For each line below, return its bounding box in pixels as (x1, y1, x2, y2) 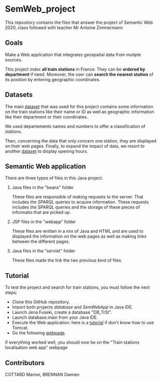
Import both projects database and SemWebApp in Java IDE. (12, 304, 133, 310)
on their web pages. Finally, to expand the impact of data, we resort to (5, 143, 145, 149)
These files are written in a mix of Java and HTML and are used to (12, 228, 144, 234)
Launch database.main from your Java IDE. (12, 314, 98, 320)
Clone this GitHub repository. (12, 299, 70, 305)
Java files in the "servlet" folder (12, 248, 75, 254)
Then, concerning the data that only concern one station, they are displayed (5, 138, 157, 144)
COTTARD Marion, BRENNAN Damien (5, 372, 80, 377)
